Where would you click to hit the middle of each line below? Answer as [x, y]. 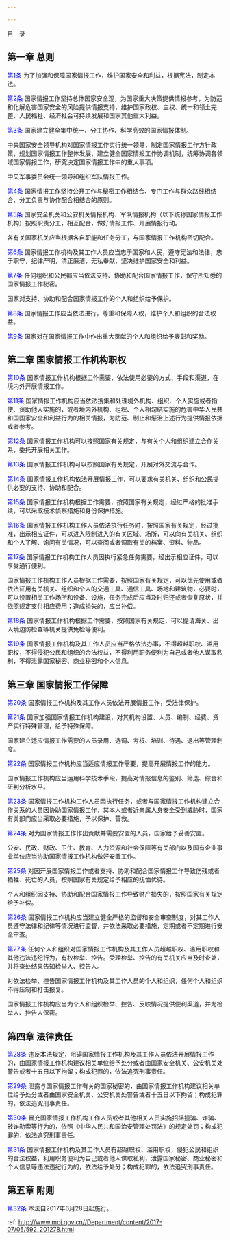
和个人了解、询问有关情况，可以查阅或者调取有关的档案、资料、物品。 [106, 543]
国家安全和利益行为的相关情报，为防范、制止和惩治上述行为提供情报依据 [121, 418]
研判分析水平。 [28, 787]
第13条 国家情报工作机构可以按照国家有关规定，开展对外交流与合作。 [104, 464]
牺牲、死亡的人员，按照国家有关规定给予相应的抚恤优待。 [88, 879]
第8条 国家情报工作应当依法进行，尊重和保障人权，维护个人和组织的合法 [109, 313]
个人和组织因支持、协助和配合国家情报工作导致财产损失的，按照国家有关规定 [115, 894]
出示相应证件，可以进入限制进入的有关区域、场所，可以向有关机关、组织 [121, 534]
